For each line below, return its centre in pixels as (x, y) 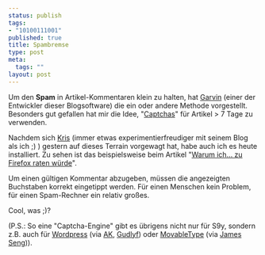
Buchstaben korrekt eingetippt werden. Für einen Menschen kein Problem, (130, 186)
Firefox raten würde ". (42, 162)
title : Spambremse (38, 45)
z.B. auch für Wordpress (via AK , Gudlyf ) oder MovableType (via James (125, 234)
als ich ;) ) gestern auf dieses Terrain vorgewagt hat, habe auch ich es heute (133, 146)
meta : (17, 60)
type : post (26, 52)
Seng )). (21, 242)
